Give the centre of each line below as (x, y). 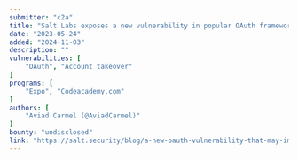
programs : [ (31, 83)
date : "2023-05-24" (45, 34)
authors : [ (29, 108)
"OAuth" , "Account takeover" (79, 67)
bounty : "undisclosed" (51, 132)
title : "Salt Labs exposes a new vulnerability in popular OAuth (132, 26)
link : (19, 140)
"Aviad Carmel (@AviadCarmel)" (83, 116)
